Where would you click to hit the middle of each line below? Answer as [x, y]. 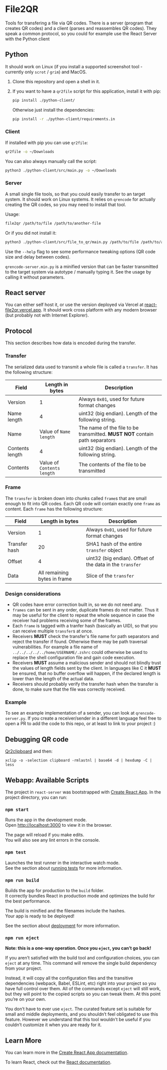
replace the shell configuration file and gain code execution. [74, 658]
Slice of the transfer [110, 576]
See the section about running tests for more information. [64, 868]
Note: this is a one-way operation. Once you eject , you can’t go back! [78, 948]
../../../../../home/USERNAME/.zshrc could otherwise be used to [80, 652]
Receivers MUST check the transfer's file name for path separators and [85, 636]
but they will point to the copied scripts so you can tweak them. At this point [83, 994]
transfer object [104, 550]
